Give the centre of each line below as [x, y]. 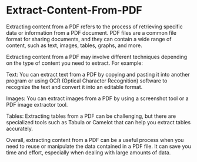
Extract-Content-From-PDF [74, 10]
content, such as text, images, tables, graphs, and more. [74, 45]
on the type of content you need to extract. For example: [74, 63]
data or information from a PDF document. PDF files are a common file [91, 32]
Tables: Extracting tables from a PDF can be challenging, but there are [91, 116]
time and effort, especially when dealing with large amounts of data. [89, 152]
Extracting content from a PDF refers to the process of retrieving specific [95, 27]
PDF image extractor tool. [37, 104]
